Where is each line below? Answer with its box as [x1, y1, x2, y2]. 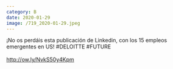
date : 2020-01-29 [6, 15, 51, 21]
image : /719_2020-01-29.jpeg [6, 20, 80, 26]
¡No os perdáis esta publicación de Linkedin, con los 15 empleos [6, 37, 168, 44]
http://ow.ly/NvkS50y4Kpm [6, 56, 74, 64]
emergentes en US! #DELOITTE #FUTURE [6, 43, 111, 50]
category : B [6, 8, 37, 15]
